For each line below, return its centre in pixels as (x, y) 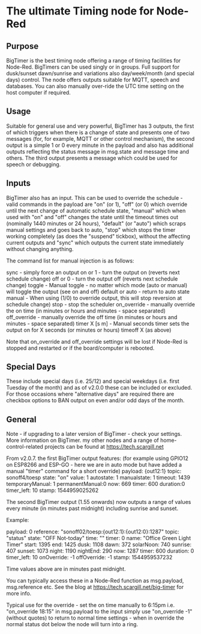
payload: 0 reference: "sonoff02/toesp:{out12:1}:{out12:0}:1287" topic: (93, 532)
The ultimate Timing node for (80, 11)
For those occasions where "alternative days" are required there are (90, 394)
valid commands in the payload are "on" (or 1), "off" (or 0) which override (97, 204)
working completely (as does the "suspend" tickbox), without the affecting (98, 236)
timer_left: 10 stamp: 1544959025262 (52, 490)
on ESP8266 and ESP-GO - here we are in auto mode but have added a (94, 465)
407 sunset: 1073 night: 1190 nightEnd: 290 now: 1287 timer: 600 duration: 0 (100, 551)
